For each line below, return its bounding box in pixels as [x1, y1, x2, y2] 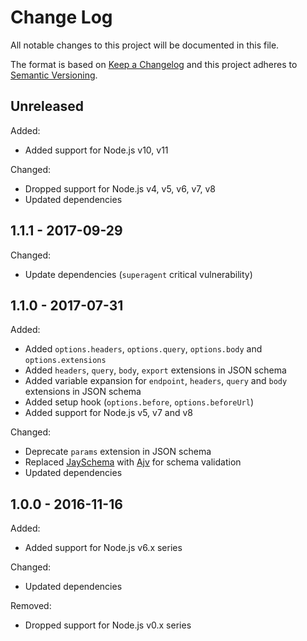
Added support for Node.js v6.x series [24, 542, 183, 554]
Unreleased [10, 98, 85, 115]
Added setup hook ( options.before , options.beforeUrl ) [24, 396, 255, 408]
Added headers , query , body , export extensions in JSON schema [24, 364, 287, 376]
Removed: [10, 600, 52, 612]
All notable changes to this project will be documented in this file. [10, 39, 280, 51]
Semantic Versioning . [10, 69, 98, 81]
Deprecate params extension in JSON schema [24, 446, 212, 458]
